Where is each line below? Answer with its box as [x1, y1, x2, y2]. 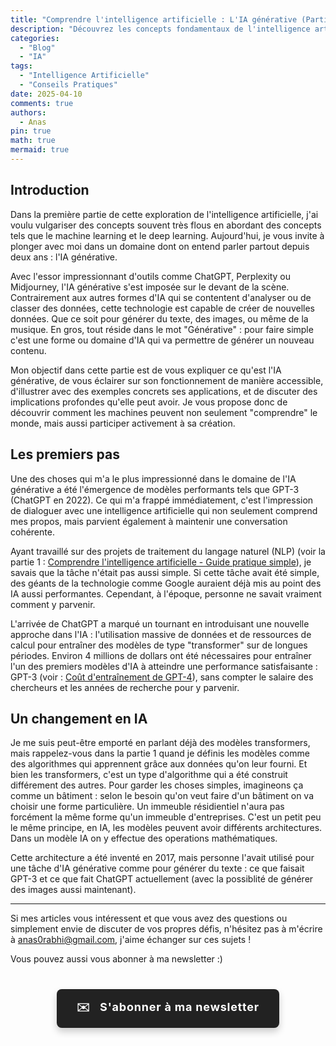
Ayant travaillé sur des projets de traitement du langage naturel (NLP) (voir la [10, 545, 326, 557]
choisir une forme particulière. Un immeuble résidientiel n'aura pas [10, 801, 285, 813]
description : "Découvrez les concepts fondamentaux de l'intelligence [10, 24, 311, 34]
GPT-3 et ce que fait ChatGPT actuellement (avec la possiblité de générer [10, 873, 314, 885]
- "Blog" [19, 42, 56, 53]
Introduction [10, 182, 90, 199]
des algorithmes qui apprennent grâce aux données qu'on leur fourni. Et [10, 758, 308, 770]
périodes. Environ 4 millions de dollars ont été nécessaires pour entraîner [10, 649, 312, 661]
